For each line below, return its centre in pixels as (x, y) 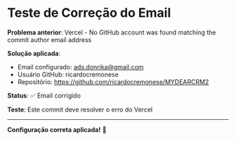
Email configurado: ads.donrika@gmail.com (80, 67)
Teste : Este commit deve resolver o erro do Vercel (80, 109)
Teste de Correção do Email (89, 13)
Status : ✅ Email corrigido (44, 95)
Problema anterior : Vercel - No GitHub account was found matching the (112, 32)
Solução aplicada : (34, 53)
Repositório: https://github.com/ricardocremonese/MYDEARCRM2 (113, 81)
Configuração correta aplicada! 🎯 (57, 129)
